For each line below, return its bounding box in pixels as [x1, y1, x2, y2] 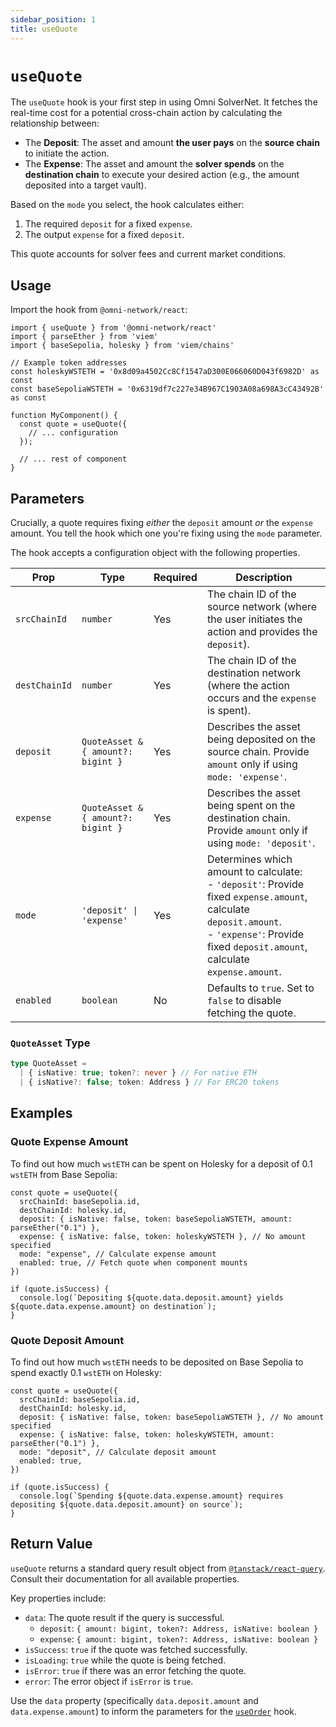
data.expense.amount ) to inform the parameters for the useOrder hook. [10, 1705, 298, 1717]
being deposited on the [206, 732, 317, 746]
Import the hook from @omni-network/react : [10, 304, 188, 316]
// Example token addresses [10, 358, 128, 368]
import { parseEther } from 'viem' [10, 332, 159, 342]
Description [235, 571, 293, 585]
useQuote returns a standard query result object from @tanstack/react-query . [10, 1562, 326, 1574]
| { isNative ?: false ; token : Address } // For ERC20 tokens [19, 1077, 280, 1088]
